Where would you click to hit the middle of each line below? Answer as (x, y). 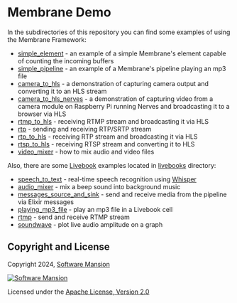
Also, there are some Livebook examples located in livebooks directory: (112, 165)
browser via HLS (42, 114)
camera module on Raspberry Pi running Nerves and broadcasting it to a (123, 106)
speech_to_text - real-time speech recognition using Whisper (107, 179)
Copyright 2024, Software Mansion (59, 264)
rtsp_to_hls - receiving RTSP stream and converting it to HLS (106, 144)
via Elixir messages (46, 202)
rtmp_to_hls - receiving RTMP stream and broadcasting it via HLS (113, 121)
